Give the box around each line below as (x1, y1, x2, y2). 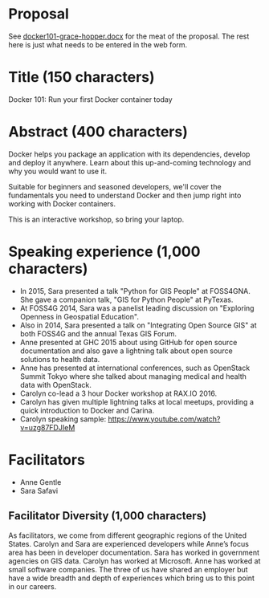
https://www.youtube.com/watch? (108, 414, 221, 424)
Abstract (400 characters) (8, 123, 189, 141)
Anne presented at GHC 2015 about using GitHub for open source (19, 337, 238, 347)
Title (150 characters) (8, 68, 155, 87)
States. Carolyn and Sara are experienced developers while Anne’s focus (8, 539, 249, 548)
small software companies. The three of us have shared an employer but (8, 564, 248, 574)
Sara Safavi (19, 486, 59, 495)
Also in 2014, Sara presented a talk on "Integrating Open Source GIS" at (19, 320, 257, 330)
